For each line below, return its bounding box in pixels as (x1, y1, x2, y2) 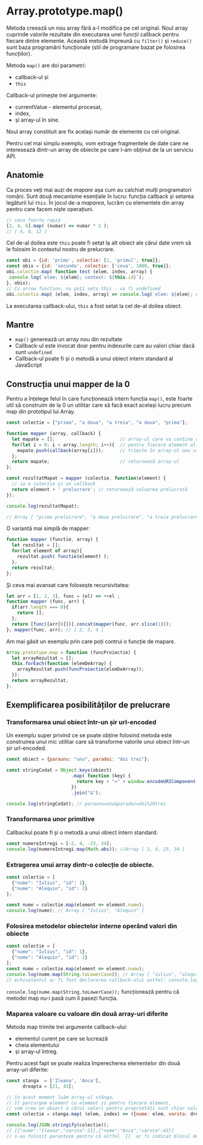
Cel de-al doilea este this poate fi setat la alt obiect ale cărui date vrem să (6, 239, 192, 246)
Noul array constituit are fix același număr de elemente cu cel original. (6, 128, 181, 135)
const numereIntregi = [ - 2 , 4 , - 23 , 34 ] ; (6, 840, 112, 847)
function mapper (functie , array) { (6, 537, 98, 543)
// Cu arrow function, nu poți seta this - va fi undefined (6, 286, 161, 292)
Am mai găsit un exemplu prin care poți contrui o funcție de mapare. (6, 637, 176, 645)
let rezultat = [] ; (11, 542, 61, 548)
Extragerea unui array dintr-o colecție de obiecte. (6, 861, 154, 869)
